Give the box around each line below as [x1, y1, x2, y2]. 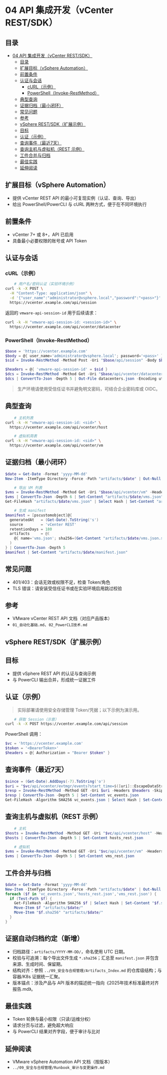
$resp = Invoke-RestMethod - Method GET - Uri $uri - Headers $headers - [5, 788, 155, 793]
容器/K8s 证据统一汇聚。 [12, 973, 63, 979]
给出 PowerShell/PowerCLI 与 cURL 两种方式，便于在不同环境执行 [12, 201, 147, 207]
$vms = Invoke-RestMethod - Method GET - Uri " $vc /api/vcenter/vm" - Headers [5, 849, 164, 854]
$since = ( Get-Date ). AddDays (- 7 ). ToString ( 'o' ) [5, 779, 106, 784]
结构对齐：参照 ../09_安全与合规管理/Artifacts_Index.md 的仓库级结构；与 [12, 967, 162, 973]
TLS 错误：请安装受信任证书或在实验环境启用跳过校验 [12, 585, 122, 591]
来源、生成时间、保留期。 [12, 961, 65, 967]
